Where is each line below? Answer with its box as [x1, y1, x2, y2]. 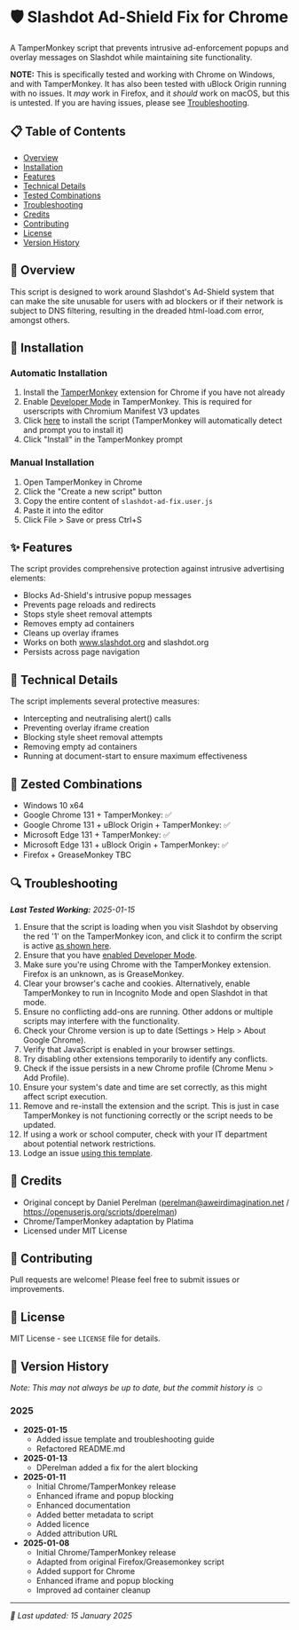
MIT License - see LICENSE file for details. [10, 1333, 161, 1344]
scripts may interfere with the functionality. [22, 1015, 180, 1026]
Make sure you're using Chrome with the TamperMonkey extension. [22, 959, 271, 970]
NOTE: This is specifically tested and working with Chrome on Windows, [10, 68, 276, 80]
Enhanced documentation [35, 1500, 131, 1511]
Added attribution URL [35, 1528, 118, 1539]
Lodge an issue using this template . [22, 1147, 153, 1158]
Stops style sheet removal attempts [22, 609, 153, 619]
